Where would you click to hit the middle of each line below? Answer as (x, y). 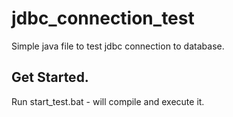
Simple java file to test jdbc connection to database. (118, 46)
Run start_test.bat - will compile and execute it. (108, 101)
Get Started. (50, 77)
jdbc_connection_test (103, 18)
